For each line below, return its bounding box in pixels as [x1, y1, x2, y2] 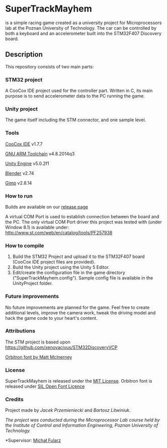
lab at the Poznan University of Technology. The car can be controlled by [5, 25, 157, 31]
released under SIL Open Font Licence [5, 383, 85, 390]
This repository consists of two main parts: [5, 63, 94, 69]
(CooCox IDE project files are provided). [12, 259, 96, 265]
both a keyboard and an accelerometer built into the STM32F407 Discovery [5, 30, 162, 36]
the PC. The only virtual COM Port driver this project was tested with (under [5, 219, 162, 225]
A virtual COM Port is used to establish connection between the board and [5, 213, 159, 219]
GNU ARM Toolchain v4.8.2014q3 [5, 150, 75, 156]
